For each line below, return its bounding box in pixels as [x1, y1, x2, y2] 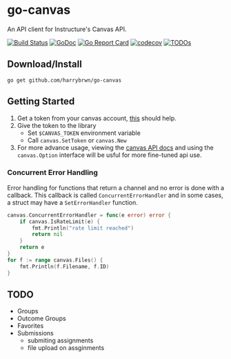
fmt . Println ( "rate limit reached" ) [32, 224, 134, 232]
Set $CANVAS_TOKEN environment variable [27, 129, 141, 137]
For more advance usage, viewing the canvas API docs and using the [17, 143, 214, 151]
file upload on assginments [27, 344, 105, 352]
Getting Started [7, 95, 75, 107]
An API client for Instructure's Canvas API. [7, 25, 127, 33]
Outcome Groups [17, 314, 67, 323]
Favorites [17, 322, 44, 330]
